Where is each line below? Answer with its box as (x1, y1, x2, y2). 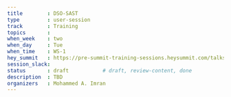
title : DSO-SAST (7, 10, 78, 17)
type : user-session (7, 16, 91, 23)
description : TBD (7, 73, 63, 81)
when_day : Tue (7, 42, 63, 48)
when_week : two (7, 36, 63, 42)
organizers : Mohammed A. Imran (7, 80, 107, 87)
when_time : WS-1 (7, 48, 67, 55)
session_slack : (7, 61, 51, 68)
